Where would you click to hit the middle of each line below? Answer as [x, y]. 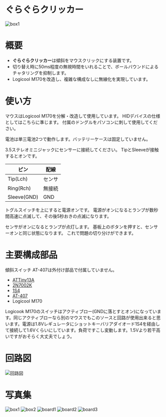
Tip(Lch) [18, 179]
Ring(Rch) [19, 188]
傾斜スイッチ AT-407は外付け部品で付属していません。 [61, 270]
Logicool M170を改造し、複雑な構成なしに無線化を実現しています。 [81, 79]
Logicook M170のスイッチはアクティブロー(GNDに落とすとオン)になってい [81, 311]
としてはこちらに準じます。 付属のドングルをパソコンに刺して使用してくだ [82, 122]
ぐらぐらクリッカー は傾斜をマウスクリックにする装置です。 [73, 60]
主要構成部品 [32, 255]
